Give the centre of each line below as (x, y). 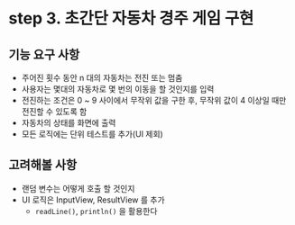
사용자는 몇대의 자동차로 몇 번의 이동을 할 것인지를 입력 (118, 89)
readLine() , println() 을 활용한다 (96, 211)
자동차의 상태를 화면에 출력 (69, 123)
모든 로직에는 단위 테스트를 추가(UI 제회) (92, 134)
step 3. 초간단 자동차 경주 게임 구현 (131, 18)
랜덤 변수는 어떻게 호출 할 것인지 (78, 188)
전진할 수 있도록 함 (54, 112)
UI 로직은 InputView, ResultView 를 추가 (93, 200)
